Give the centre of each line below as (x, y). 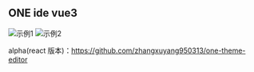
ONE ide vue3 (43, 13)
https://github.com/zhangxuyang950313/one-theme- (158, 50)
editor (18, 59)
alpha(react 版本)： (40, 50)
